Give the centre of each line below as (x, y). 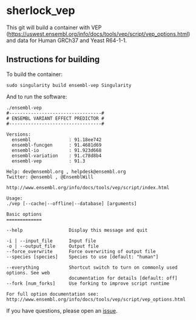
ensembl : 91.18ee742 (57, 140)
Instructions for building (53, 59)
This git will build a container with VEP (54, 27)
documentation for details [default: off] (123, 278)
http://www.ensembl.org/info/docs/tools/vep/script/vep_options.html (96, 299)
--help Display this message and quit (77, 230)
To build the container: (34, 74)
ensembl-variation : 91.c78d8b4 (57, 156)
